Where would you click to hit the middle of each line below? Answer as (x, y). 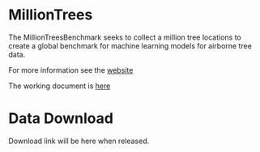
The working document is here (60, 86)
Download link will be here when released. (79, 141)
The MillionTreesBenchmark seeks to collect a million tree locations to (125, 37)
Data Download (61, 118)
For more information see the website (71, 70)
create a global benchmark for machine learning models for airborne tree (130, 45)
